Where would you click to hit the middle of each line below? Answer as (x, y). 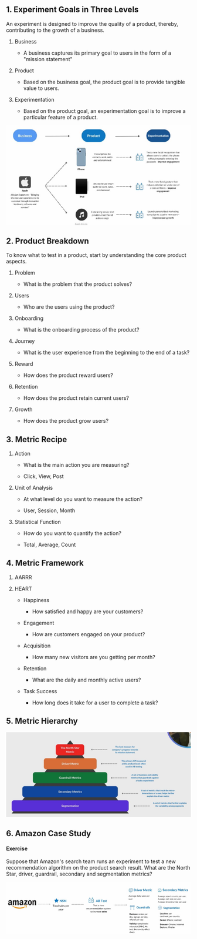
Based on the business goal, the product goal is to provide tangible (104, 82)
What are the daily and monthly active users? (86, 680)
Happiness (36, 600)
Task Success (40, 691)
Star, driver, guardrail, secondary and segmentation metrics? (79, 874)
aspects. (16, 262)
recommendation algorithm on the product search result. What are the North (98, 868)
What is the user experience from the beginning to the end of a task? (106, 353)
